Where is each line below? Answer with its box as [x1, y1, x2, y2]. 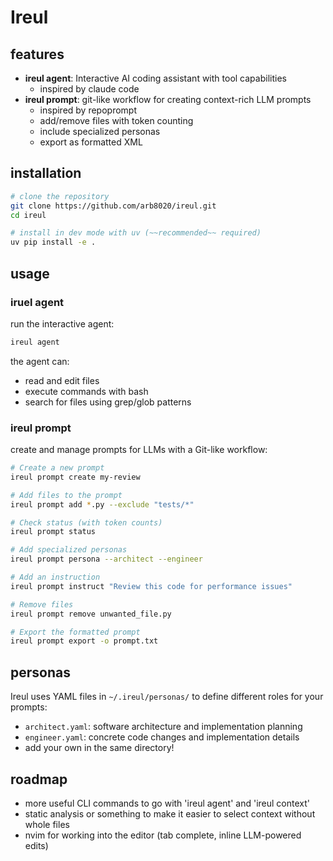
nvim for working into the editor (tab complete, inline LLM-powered [24, 829, 302, 841]
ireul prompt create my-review [10, 472, 141, 482]
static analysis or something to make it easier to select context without [24, 807, 316, 820]
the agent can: [10, 355, 70, 367]
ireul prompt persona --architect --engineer [10, 554, 203, 565]
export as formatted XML [39, 136, 143, 148]
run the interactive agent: [10, 317, 115, 330]
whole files [24, 818, 70, 830]
